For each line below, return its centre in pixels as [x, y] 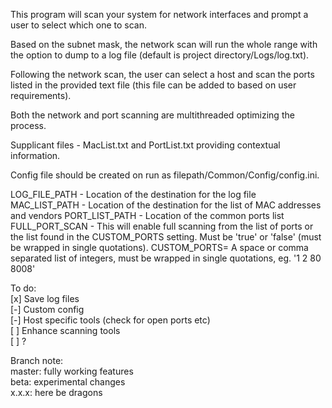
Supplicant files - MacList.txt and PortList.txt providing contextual [145, 145]
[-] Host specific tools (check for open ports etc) [110, 320]
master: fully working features [72, 371]
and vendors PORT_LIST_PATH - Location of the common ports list [147, 215]
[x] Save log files [45, 298]
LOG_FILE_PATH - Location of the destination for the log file [133, 194]
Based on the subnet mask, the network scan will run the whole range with [164, 44]
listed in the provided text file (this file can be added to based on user [153, 85]
